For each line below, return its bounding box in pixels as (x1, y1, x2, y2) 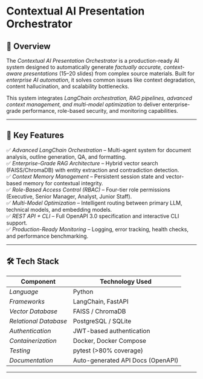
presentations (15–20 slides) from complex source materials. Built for (23, 70, 195, 77)
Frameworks (9, 297, 45, 305)
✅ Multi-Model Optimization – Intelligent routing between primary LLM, (6, 199, 182, 206)
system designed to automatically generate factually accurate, (6, 63, 163, 71)
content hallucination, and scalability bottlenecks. (6, 83, 130, 90)
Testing (9, 346, 31, 354)
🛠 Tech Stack (6, 256, 59, 267)
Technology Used (99, 277, 152, 285)
